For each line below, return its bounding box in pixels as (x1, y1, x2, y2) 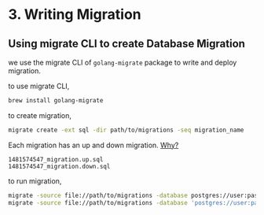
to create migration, (8, 110, 72, 120)
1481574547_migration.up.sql (8, 155, 104, 163)
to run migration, (8, 176, 62, 186)
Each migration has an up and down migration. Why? (8, 140, 179, 150)
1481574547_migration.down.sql (8, 162, 111, 170)
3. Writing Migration (8, 6, 141, 24)
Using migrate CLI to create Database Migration (8, 37, 246, 50)
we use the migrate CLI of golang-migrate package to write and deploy (8, 57, 237, 67)
